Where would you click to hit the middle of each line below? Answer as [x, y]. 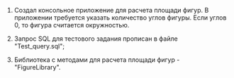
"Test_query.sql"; [39, 46]
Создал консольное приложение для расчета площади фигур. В [111, 10]
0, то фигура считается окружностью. [72, 25]
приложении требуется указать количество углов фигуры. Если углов [120, 18]
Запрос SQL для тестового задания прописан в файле [96, 39]
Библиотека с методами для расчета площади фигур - [97, 60]
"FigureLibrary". [37, 67]
